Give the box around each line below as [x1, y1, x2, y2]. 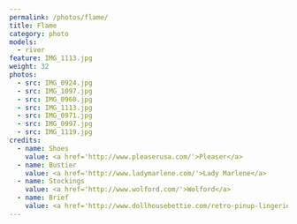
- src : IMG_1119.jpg [17, 128, 93, 137]
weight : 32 [9, 63, 49, 71]
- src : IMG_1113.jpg [17, 103, 93, 112]
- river [17, 46, 46, 55]
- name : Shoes [17, 144, 69, 153]
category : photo [9, 29, 69, 38]
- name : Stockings [17, 177, 86, 186]
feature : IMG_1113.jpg [9, 54, 93, 63]
